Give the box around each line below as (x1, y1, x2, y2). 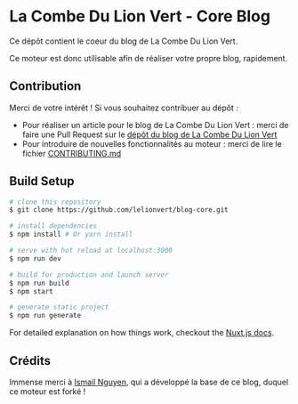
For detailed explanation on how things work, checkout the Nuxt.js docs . (9, 327, 275, 338)
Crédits (9, 353, 52, 368)
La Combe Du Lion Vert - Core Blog (9, 6, 271, 27)
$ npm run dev (9, 254, 62, 263)
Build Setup (9, 174, 75, 189)
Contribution (9, 78, 82, 94)
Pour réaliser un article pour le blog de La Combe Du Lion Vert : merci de (21, 119, 289, 130)
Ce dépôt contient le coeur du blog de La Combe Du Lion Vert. (9, 36, 238, 46)
